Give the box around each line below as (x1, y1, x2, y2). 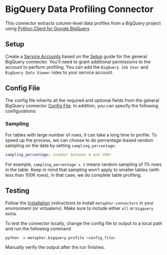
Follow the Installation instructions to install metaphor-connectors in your (5, 200, 154, 206)
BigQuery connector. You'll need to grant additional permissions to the (5, 59, 151, 65)
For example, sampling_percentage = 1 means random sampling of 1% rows (5, 161, 162, 167)
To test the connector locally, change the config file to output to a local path (5, 220, 162, 226)
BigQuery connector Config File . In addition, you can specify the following (5, 102, 158, 108)
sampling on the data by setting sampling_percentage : (5, 142, 116, 149)
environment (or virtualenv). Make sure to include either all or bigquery (5, 205, 153, 211)
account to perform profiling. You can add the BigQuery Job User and (5, 64, 148, 70)
